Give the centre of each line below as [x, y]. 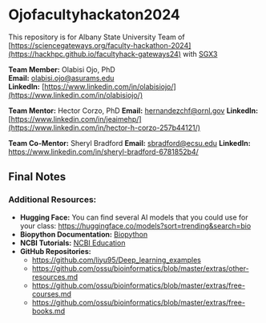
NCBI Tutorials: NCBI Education [73, 243]
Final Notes [37, 177]
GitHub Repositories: [55, 251]
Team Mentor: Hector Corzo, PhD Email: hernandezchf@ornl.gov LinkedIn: [133, 111]
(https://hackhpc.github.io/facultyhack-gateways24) [95, 54]
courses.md [52, 293]
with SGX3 [200, 54]
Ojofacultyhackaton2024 [94, 15]
